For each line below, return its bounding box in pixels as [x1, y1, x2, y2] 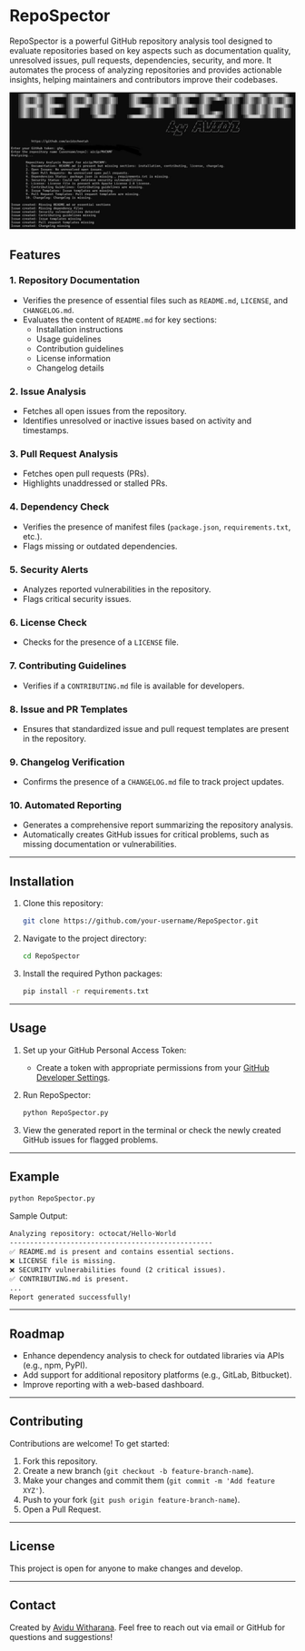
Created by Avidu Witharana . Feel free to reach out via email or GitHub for [9, 1622, 286, 1633]
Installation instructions [35, 323, 123, 334]
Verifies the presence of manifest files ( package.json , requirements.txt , [22, 521, 291, 532]
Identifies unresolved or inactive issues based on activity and [22, 415, 252, 427]
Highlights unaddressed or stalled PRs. [22, 478, 168, 489]
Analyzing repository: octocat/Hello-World [9, 1230, 177, 1239]
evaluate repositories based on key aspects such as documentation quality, [9, 44, 291, 55]
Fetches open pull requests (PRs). [22, 469, 150, 479]
